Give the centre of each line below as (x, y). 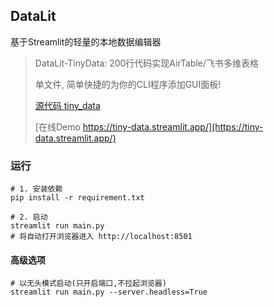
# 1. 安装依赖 (36, 189)
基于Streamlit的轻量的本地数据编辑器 (86, 41)
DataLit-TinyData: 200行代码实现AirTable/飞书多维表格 (147, 63)
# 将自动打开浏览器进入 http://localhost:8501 (101, 237)
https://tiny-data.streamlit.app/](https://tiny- (173, 126)
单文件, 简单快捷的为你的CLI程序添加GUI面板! (128, 84)
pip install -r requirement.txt (77, 198)
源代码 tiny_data (67, 105)
